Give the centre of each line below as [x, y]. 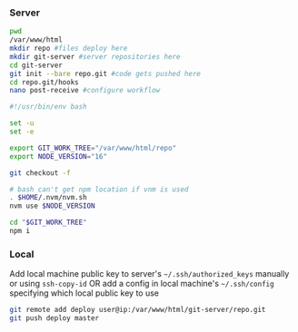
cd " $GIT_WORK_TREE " [49, 223]
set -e [22, 132]
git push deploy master [55, 318]
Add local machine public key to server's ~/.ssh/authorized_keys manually [149, 274]
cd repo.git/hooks [44, 82]
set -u [22, 123]
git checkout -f [40, 173]
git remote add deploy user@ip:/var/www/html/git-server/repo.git [138, 310]
